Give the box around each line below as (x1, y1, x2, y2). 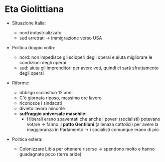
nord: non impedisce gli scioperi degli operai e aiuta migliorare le (19, 54, 153, 60)
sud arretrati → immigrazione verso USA (19, 35, 102, 41)
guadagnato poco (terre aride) (19, 151, 82, 157)
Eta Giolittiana (4, 3, 64, 15)
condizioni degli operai (19, 59, 67, 65)
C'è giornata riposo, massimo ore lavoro (19, 95, 102, 101)
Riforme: (11, 80, 30, 86)
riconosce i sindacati (19, 100, 62, 106)
